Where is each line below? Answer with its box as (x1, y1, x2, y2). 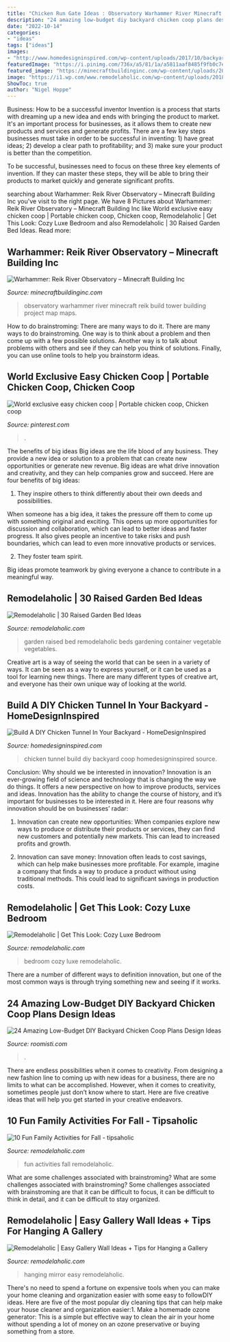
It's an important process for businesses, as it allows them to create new (7, 120, 212, 128)
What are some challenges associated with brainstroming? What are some (7, 1173, 217, 1181)
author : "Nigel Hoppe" (7, 86, 72, 93)
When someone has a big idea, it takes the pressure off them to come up (7, 509, 213, 518)
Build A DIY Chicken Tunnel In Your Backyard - (7, 699, 209, 711)
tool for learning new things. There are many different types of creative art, (7, 672, 218, 681)
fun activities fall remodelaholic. (23, 1160, 114, 1168)
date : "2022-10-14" (7, 23, 63, 29)
